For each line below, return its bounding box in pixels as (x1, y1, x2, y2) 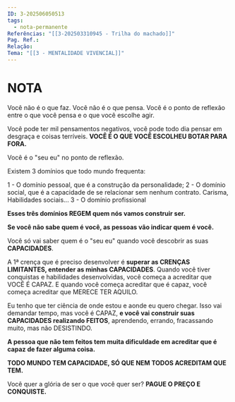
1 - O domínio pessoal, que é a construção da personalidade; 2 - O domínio (7, 181, 226, 189)
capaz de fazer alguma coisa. (7, 345, 95, 353)
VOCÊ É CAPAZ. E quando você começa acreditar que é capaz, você (7, 280, 207, 288)
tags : (7, 17, 23, 24)
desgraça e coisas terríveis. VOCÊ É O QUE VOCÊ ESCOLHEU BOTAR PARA (7, 132, 228, 140)
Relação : (7, 43, 33, 50)
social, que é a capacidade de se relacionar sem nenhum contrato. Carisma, (7, 188, 229, 196)
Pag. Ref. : (7, 37, 40, 44)
